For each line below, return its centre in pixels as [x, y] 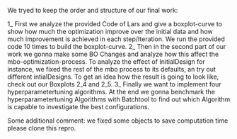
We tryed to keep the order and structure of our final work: [93, 10]
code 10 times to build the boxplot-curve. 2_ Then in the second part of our [117, 46]
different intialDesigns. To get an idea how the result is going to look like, [113, 77]
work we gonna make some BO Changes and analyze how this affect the [113, 54]
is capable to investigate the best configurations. [79, 107]
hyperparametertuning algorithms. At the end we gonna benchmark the [111, 92]
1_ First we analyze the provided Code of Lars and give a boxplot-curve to [115, 24]
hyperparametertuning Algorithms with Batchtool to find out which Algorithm [119, 99]
